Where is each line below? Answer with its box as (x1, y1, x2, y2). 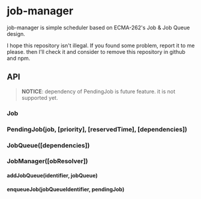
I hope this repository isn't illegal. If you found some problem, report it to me (7, 42, 195, 49)
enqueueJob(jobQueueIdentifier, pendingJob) (7, 185, 125, 192)
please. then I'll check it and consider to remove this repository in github (7, 48, 185, 55)
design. (7, 30, 26, 37)
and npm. (7, 54, 31, 62)
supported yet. (21, 94, 58, 101)
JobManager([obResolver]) (7, 157, 89, 166)
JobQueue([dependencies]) (7, 141, 90, 149)
